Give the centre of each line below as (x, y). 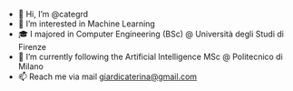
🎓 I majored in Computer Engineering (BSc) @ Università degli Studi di (151, 34)
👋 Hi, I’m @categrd (53, 14)
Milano (30, 66)
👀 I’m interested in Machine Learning (87, 24)
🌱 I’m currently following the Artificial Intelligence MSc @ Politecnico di (150, 56)
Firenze (32, 47)
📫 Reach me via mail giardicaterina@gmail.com (107, 76)
